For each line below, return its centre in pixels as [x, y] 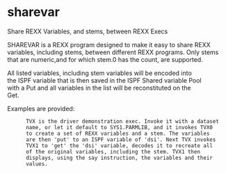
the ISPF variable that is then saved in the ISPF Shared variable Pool [104, 80]
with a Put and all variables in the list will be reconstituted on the [99, 88]
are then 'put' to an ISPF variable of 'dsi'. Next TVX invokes [121, 140]
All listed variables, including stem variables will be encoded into [100, 73]
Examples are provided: [41, 108]
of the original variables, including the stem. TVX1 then [113, 151]
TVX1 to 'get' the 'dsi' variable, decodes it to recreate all [119, 146]
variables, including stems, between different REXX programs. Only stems [113, 52]
